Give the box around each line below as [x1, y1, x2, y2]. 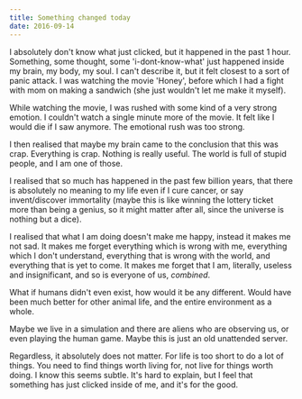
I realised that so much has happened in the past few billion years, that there [9, 175, 294, 186]
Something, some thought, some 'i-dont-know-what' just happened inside [9, 56, 285, 67]
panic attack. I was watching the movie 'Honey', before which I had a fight [9, 75, 284, 86]
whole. [9, 305, 34, 316]
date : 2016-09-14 [9, 22, 75, 31]
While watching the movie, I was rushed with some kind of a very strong [9, 102, 278, 113]
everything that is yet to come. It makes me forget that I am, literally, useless [9, 259, 293, 270]
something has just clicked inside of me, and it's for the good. [9, 379, 239, 390]
